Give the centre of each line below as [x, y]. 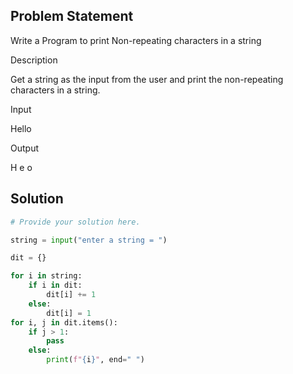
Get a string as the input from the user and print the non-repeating [147, 79]
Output [24, 148]
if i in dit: [55, 285]
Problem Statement [72, 16]
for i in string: [46, 276]
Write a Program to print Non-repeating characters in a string [136, 40]
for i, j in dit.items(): [64, 322]
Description [34, 60]
